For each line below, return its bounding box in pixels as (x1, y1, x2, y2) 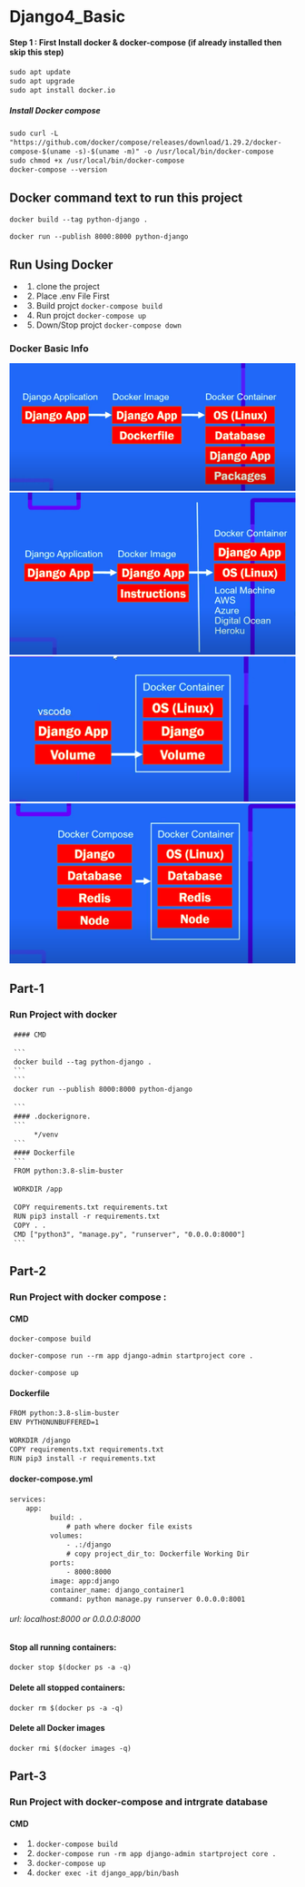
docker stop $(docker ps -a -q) (9, 1663, 132, 1672)
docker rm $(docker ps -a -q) (9, 1704, 124, 1713)
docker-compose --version (9, 165, 107, 174)
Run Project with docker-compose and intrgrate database (9, 1795, 268, 1808)
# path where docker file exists (66, 1522, 193, 1531)
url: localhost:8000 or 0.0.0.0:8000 (9, 1614, 141, 1625)
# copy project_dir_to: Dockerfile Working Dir (66, 1549, 250, 1558)
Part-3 (9, 1768, 47, 1784)
